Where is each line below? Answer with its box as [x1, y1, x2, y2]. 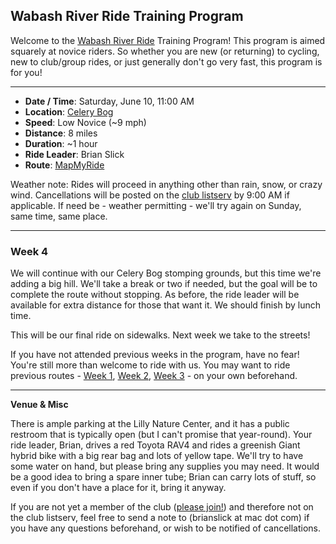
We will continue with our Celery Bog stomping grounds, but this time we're [10, 267, 322, 279]
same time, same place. [10, 210, 108, 222]
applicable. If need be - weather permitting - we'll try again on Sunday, [10, 199, 302, 211]
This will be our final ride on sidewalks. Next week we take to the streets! [10, 329, 311, 341]
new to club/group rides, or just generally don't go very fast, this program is [10, 55, 323, 68]
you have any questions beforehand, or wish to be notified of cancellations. [10, 522, 322, 534]
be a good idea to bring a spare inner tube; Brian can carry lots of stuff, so [10, 471, 317, 483]
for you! [10, 66, 43, 78]
